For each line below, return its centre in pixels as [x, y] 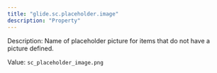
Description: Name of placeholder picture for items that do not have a [109, 40]
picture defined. [31, 48]
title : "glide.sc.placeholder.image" [63, 14]
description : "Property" [44, 21]
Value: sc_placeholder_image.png [56, 62]
